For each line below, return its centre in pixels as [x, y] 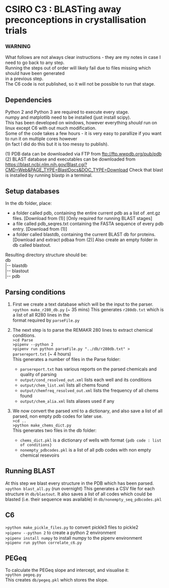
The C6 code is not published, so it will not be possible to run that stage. [80, 84]
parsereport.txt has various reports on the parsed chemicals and [88, 369]
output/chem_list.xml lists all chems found [64, 385]
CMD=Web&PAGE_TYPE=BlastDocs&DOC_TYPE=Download [67, 170]
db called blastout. [32, 245]
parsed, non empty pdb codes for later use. [58, 416]
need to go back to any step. [35, 63]
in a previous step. [24, 79]
